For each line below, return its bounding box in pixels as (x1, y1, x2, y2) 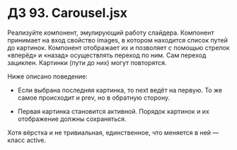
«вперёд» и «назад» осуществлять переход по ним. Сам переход (7, 51, 207, 59)
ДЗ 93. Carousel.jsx (7, 5, 127, 21)
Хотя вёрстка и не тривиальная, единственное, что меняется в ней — (7, 128, 219, 137)
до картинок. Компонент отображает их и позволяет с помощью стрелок (7, 43, 230, 52)
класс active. (7, 136, 47, 144)
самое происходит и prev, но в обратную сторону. (17, 93, 170, 102)
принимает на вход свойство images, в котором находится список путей (7, 35, 229, 44)
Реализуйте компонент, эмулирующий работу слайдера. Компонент (7, 28, 214, 37)
